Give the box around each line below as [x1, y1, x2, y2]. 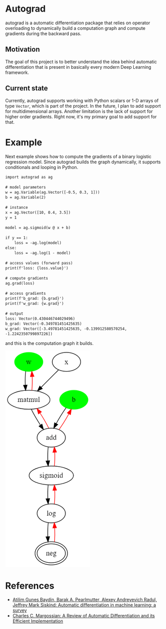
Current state [5, 84, 48, 93]
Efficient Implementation [12, 618, 63, 624]
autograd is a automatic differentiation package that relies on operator [5, 20, 150, 26]
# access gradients [5, 291, 46, 296]
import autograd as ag [5, 174, 53, 179]
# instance [5, 205, 28, 210]
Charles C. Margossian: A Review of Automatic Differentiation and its [12, 613, 155, 619]
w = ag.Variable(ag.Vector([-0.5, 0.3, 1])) [5, 190, 100, 195]
